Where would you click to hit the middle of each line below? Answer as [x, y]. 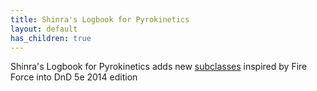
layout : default [44, 29]
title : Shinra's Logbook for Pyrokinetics [100, 19]
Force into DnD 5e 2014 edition [74, 77]
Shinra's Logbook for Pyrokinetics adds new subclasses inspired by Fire [159, 67]
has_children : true [51, 38]
